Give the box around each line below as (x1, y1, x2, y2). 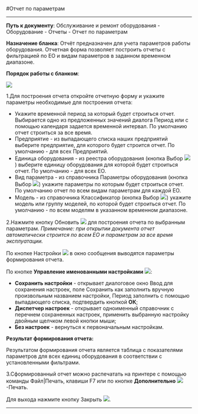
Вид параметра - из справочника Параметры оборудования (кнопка (14, 174, 188, 181)
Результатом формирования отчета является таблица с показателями (6, 347, 183, 353)
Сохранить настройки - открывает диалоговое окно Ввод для (14, 280, 173, 286)
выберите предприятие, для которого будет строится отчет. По (14, 142, 175, 148)
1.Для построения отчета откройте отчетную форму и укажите (6, 93, 165, 99)
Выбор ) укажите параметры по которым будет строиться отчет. (14, 181, 184, 188)
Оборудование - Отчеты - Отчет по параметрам (6, 28, 128, 35)
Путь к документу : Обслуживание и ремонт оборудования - (6, 22, 160, 29)
